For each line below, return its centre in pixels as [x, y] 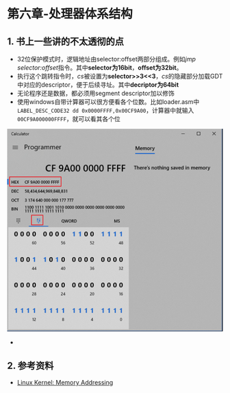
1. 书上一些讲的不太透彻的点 [66, 41]
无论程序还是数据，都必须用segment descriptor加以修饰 [95, 93]
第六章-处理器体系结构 [70, 14]
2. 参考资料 [30, 365]
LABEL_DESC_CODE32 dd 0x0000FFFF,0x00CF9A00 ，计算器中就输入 [105, 110]
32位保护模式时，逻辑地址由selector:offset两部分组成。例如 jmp [106, 59]
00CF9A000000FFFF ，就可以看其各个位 [69, 119]
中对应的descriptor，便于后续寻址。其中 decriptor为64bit [98, 85]
